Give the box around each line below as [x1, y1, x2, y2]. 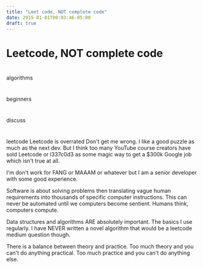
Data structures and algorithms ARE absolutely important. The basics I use [6, 218, 193, 226]
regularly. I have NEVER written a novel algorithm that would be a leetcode [6, 225, 193, 232]
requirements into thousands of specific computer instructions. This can [6, 193, 187, 201]
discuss [6, 116, 26, 124]
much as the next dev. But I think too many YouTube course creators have [6, 144, 191, 152]
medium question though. [6, 231, 71, 238]
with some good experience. [6, 175, 78, 183]
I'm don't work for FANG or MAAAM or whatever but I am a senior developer [6, 169, 198, 176]
